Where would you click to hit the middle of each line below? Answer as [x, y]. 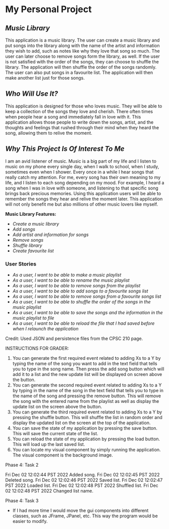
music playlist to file [33, 318]
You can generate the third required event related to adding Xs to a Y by [87, 412]
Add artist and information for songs [51, 235]
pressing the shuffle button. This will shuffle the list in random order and [88, 417]
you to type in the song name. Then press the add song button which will [88, 369]
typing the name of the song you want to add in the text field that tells [85, 363]
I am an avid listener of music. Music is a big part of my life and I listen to [81, 161]
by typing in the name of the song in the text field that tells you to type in [88, 390]
